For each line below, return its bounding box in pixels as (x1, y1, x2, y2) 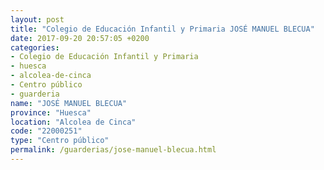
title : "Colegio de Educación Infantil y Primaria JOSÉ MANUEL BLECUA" (10, 24, 315, 34)
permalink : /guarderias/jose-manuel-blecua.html (10, 145, 217, 155)
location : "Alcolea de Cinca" (10, 117, 137, 127)
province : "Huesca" (10, 107, 92, 118)
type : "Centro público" (10, 136, 110, 146)
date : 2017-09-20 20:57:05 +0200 (10, 33, 150, 43)
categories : (10, 42, 60, 53)
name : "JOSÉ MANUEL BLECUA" (10, 98, 128, 108)
